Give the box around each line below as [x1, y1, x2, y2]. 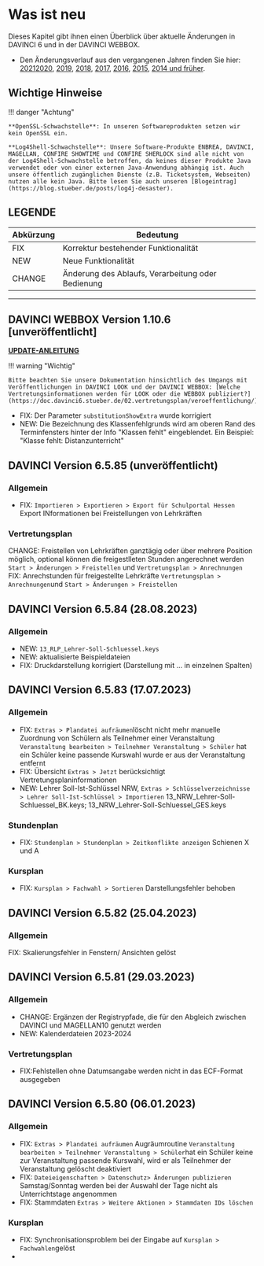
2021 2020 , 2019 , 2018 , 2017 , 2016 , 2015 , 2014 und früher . [19, 63, 206, 72]
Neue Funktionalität [62, 255, 135, 266]
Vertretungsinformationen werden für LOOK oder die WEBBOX [8, 390, 206, 398]
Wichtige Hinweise [8, 87, 103, 100]
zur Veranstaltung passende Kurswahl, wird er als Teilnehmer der [19, 1155, 232, 1165]
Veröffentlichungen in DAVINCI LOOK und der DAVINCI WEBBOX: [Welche [8, 383, 241, 391]
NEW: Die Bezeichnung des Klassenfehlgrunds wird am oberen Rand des [19, 419, 255, 429]
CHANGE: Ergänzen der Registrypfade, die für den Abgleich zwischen [19, 1012, 247, 1021]
